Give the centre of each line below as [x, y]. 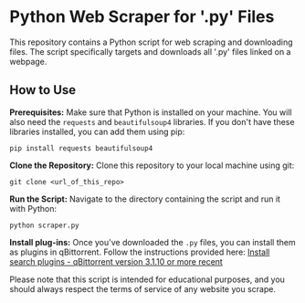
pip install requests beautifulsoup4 [81, 148]
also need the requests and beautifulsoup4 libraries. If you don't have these [152, 121]
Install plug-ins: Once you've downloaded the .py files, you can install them [152, 242]
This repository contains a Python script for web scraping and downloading [152, 42]
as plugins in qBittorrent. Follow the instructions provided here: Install [140, 252]
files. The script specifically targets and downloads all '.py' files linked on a [150, 51]
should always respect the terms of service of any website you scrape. [143, 288]
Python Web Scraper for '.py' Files [142, 17]
